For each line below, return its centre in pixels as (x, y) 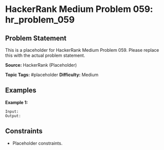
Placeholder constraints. (37, 143)
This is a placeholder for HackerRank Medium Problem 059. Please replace (82, 50)
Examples (21, 90)
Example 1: (17, 102)
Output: (13, 116)
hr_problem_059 (40, 20)
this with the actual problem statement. (45, 55)
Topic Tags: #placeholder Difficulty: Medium (52, 75)
